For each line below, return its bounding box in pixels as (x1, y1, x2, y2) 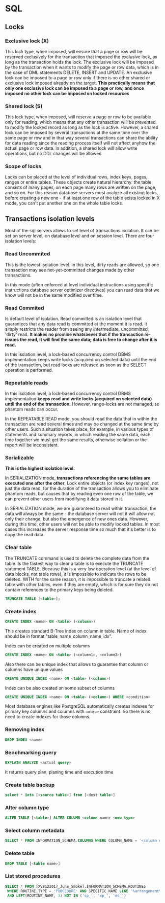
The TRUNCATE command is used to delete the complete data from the (5, 555, 150, 561)
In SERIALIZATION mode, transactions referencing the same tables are (5, 475, 151, 481)
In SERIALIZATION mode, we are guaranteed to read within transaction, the (5, 506, 157, 512)
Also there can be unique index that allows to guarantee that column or (5, 661, 149, 667)
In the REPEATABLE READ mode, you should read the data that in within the (5, 416, 157, 422)
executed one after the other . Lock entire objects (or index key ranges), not (5, 480, 159, 486)
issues (5, 336, 19, 343)
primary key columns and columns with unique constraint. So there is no (5, 708, 151, 715)
